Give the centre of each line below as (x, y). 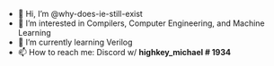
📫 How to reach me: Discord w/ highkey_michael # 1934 (124, 52)
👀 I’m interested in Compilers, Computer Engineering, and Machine (141, 23)
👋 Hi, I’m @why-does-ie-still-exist (80, 14)
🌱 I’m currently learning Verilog (75, 42)
